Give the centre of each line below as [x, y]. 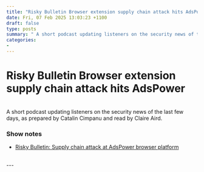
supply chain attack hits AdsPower [96, 89]
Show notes [24, 134]
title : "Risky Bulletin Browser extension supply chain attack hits [95, 12]
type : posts [21, 29]
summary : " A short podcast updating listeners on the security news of [100, 35]
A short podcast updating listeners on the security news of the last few [95, 111]
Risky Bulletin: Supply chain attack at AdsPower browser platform [97, 147]
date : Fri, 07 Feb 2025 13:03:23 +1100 [57, 18]
